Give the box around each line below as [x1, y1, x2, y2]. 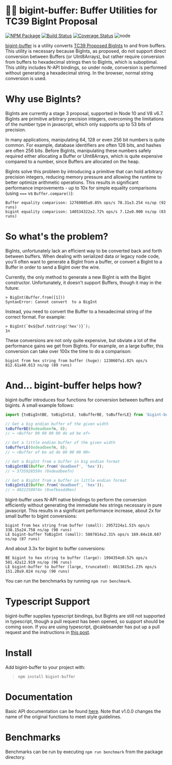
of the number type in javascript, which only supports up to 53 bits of [5, 121, 152, 127]
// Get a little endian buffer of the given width [5, 440, 116, 445]
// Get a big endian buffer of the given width [5, 421, 109, 426]
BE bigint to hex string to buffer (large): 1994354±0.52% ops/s [5, 555, 147, 561]
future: [5, 285, 19, 291]
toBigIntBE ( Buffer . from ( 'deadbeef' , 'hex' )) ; [5, 463, 104, 469]
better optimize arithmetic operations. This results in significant [5, 179, 139, 185]
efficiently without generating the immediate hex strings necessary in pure [5, 502, 162, 508]
